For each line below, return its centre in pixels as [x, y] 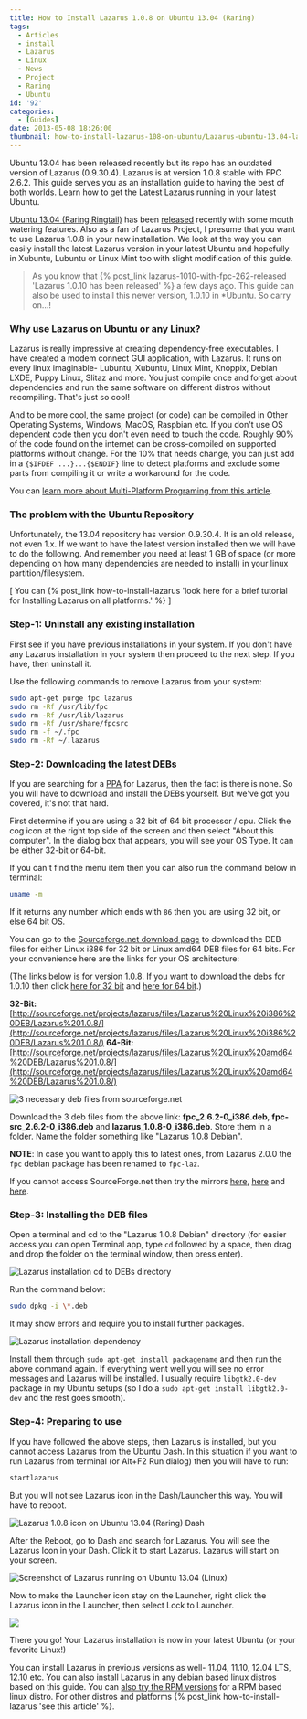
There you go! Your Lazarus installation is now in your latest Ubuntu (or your [153, 1639]
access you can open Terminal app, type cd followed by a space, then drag [151, 1245]
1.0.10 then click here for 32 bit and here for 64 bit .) [106, 986]
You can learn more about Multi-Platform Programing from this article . [141, 491]
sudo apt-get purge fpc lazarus [71, 698]
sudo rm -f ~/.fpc [44, 732]
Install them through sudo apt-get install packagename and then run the [146, 1359]
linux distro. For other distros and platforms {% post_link [116, 1696]
